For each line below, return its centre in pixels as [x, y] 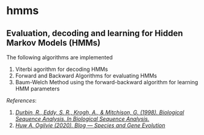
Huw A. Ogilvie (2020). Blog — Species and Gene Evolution [90, 125]
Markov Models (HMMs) [54, 42]
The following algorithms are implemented [60, 57]
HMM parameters [37, 89]
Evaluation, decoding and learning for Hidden [95, 33]
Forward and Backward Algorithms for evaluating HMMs [86, 76]
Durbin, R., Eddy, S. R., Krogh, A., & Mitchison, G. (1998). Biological [100, 112]
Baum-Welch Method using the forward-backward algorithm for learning [107, 82]
